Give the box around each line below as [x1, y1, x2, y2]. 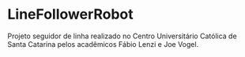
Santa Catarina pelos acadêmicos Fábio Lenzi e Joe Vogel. [7, 39, 199, 48]
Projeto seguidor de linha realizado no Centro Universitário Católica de [7, 31, 238, 41]
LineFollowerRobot [7, 5, 134, 23]
